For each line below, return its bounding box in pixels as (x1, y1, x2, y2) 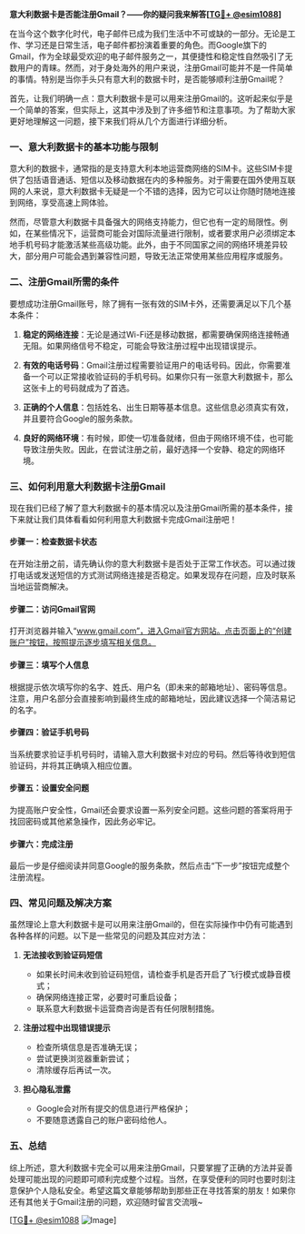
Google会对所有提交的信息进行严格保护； (35, 1103, 191, 1114)
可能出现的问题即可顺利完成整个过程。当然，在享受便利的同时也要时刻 (25, 1173, 288, 1184)
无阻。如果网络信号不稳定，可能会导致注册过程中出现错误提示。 (22, 340, 261, 351)
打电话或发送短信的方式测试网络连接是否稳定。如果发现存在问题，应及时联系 (9, 570, 296, 581)
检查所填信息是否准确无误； (35, 1042, 141, 1053)
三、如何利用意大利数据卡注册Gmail (9, 480, 166, 492)
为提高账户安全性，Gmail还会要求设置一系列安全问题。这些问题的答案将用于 (9, 804, 293, 815)
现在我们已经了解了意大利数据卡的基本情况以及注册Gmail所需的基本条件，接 (9, 502, 293, 513)
